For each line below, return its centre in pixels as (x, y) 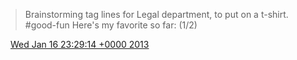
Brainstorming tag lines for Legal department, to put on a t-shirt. (156, 14)
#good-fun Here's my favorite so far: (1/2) (111, 25)
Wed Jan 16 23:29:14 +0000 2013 (79, 44)
